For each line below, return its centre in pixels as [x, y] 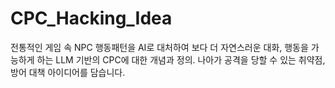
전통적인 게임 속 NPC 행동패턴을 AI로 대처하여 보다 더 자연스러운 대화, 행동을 [159, 47]
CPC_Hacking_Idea [91, 18]
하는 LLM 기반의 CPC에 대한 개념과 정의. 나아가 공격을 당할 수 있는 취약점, [181, 59]
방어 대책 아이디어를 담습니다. [68, 72]
